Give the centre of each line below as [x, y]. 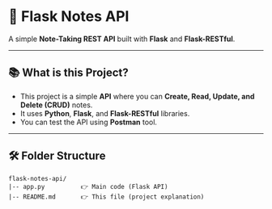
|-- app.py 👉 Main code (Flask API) [88, 186]
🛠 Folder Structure [57, 156]
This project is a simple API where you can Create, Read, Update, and [137, 96]
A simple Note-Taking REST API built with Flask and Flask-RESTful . [122, 39]
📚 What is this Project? [68, 73]
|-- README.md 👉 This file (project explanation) [106, 197]
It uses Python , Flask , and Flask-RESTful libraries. [105, 113]
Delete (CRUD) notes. [56, 105]
